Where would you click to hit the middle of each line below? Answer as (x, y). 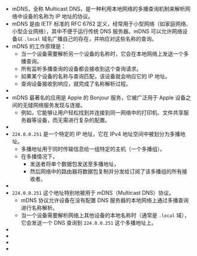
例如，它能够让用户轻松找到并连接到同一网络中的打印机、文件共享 (102, 112)
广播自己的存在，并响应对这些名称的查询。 (104, 39)
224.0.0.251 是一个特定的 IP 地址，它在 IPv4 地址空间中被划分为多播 (96, 134)
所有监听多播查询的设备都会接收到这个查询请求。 (81, 69)
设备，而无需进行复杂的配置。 (74, 120)
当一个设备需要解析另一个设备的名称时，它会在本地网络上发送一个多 (105, 54)
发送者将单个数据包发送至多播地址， (75, 164)
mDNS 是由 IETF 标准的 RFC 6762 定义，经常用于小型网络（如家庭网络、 (101, 24)
